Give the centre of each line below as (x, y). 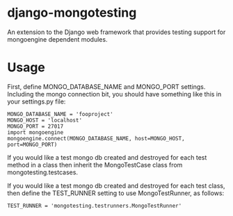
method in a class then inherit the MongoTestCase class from (95, 165)
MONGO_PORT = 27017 (35, 126)
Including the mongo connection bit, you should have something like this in (114, 94)
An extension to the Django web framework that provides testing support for (116, 32)
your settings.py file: (37, 101)
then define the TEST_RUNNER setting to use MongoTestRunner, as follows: (116, 193)
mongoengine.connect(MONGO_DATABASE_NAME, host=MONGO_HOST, (96, 138)
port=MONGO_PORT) (32, 144)
